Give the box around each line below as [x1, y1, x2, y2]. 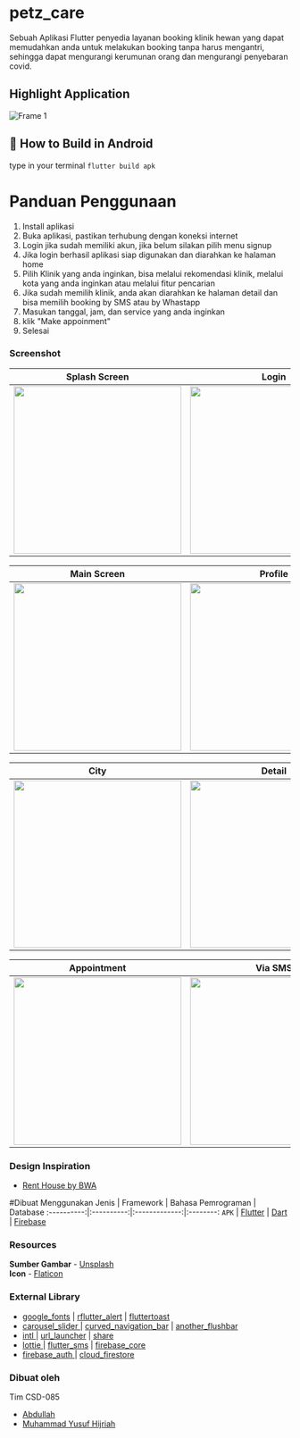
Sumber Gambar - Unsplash [9, 1258, 114, 1270]
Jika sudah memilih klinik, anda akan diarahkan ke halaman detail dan [21, 287, 279, 297]
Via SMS [255, 961, 293, 974]
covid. [9, 61, 32, 71]
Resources [9, 1239, 57, 1251]
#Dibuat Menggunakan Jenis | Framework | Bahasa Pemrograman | [9, 1198, 256, 1208]
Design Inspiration [9, 1159, 91, 1172]
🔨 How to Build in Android [9, 137, 154, 152]
